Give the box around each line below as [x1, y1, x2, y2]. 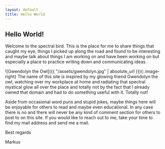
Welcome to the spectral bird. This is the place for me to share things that [5, 43, 154, 49]
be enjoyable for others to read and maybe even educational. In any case [5, 104, 154, 110]
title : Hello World [5, 12, 45, 17]
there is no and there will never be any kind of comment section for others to [5, 110, 161, 115]
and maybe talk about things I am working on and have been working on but [5, 54, 160, 60]
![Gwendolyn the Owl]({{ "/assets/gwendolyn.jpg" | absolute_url [5, 69, 135, 74]
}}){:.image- [135, 69, 160, 74]
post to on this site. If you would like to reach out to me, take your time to [5, 114, 153, 121]
